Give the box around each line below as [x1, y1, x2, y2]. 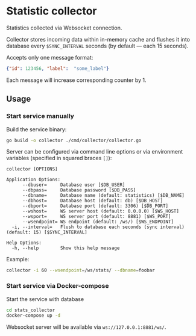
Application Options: [6, 176, 61, 183]
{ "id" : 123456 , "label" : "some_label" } [6, 65, 110, 72]
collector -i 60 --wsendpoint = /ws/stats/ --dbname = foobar [6, 267, 155, 273]
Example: [6, 256, 30, 263]
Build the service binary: [6, 125, 67, 133]
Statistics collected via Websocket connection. [6, 24, 122, 31]
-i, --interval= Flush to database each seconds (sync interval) [11, 224, 185, 230]
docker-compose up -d [6, 313, 61, 319]
